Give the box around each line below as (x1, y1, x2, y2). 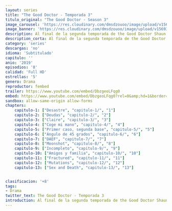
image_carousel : (5, 22, 40, 27)
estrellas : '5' (5, 74, 38, 80)
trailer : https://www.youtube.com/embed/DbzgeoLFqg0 (5, 88, 120, 94)
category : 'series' (5, 41, 47, 46)
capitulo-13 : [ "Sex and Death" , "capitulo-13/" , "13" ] (14, 165, 134, 170)
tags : (5, 183, 17, 189)
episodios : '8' (5, 65, 38, 70)
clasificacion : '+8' (5, 179, 50, 184)
